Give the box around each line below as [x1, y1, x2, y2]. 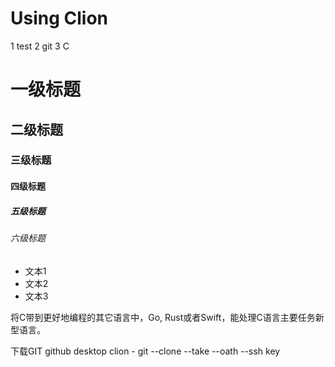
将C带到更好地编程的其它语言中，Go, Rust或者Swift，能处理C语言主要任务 [10, 311, 316, 323]
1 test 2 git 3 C [10, 40, 70, 52]
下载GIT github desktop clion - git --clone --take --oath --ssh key [10, 345, 281, 357]
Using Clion [10, 7, 109, 30]
